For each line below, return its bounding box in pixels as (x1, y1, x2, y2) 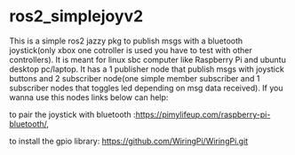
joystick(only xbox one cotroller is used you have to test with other (9, 44, 253, 55)
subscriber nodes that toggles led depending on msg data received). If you (9, 82, 283, 93)
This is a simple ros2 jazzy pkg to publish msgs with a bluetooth (9, 35, 243, 46)
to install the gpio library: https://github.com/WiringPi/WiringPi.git (9, 136, 249, 146)
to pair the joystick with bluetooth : (9, 109, 136, 120)
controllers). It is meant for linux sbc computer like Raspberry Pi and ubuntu (9, 54, 286, 65)
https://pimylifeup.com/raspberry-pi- (135, 109, 271, 120)
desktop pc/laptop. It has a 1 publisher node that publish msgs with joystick (9, 64, 284, 74)
